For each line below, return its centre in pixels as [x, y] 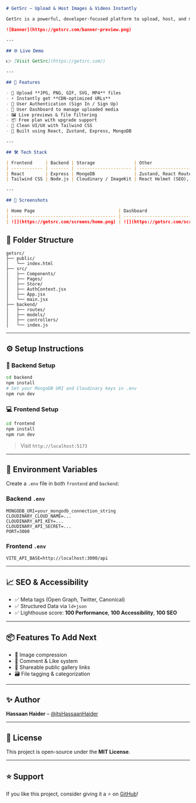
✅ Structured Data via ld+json [50, 606]
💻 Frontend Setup [32, 409]
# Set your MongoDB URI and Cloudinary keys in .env [71, 388]
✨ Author [23, 700]
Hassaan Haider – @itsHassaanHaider [52, 714]
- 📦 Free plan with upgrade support [52, 120]
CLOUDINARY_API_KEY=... [35, 521]
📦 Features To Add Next [51, 638]
